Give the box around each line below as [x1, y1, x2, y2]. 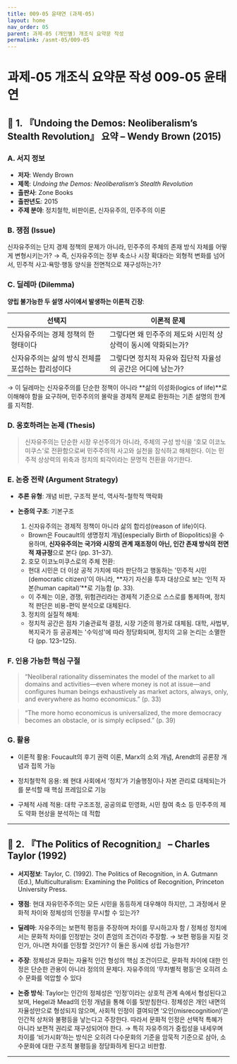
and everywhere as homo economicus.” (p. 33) [24, 695, 162, 703]
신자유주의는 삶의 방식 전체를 [11, 353, 102, 363]
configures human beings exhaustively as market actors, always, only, [24, 688, 229, 696]
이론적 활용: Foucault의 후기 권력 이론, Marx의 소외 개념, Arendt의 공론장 [17, 753, 220, 761]
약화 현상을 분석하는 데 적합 [25, 809, 101, 818]
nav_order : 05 [7, 23, 49, 30]
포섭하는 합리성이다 [11, 364, 72, 373]
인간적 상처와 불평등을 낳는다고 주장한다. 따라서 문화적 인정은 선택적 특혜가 [17, 1015, 224, 1024]
